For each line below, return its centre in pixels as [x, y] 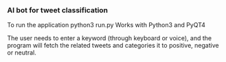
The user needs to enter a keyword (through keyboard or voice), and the [109, 38]
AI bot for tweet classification [58, 10]
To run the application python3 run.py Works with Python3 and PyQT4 [106, 25]
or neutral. [22, 52]
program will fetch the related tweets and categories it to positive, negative [113, 46]
